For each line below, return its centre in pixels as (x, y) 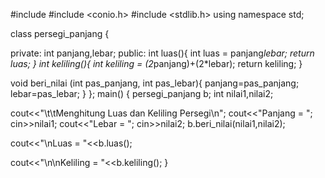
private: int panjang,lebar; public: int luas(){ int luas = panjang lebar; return (162, 53)
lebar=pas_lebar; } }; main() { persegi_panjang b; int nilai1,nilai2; (142, 93)
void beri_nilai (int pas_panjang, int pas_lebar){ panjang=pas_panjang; (155, 83)
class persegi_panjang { (60, 33)
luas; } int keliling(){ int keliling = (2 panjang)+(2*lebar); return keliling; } (156, 63)
